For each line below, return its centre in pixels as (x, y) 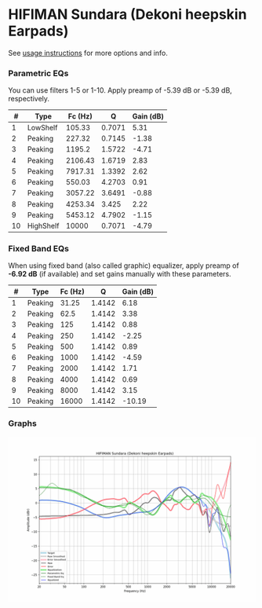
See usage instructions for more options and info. (88, 53)
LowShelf (42, 127)
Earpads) (38, 31)
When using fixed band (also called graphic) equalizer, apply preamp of (124, 266)
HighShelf (43, 226)
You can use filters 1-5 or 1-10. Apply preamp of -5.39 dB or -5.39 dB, (120, 90)
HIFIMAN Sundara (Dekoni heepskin (127, 15)
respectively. (29, 99)
